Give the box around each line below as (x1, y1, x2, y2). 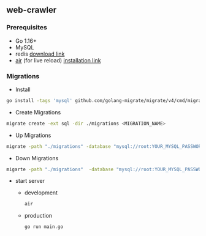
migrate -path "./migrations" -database (6, 143, 112, 149)
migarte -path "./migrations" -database (6, 166, 114, 172)
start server (15, 177, 45, 185)
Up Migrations (15, 131, 51, 139)
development (24, 189, 58, 196)
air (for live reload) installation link (15, 56, 101, 64)
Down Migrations (15, 154, 59, 161)
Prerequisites (6, 23, 47, 32)
